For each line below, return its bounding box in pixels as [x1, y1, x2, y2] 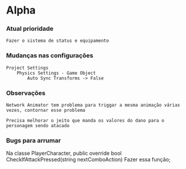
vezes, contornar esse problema [6, 107, 85, 114]
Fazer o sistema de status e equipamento [6, 38, 109, 44]
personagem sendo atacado [6, 123, 69, 129]
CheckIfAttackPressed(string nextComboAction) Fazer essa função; [6, 156, 171, 163]
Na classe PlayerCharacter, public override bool [6, 150, 122, 157]
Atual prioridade [6, 25, 54, 33]
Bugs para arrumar [6, 137, 61, 144]
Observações [6, 89, 46, 97]
